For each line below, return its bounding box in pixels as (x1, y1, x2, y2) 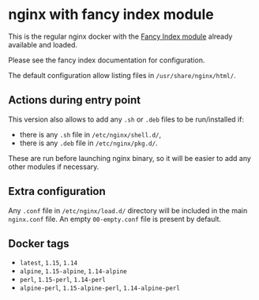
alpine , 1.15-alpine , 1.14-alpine (19, 266, 128, 276)
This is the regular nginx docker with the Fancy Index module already (8, 32, 233, 41)
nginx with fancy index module (8, 6, 215, 24)
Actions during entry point (8, 93, 141, 107)
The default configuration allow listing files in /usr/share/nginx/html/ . (8, 70, 236, 80)
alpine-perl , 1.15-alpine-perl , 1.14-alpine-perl (19, 283, 180, 293)
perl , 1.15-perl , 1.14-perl (19, 275, 107, 284)
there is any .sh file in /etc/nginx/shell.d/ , (19, 129, 162, 139)
